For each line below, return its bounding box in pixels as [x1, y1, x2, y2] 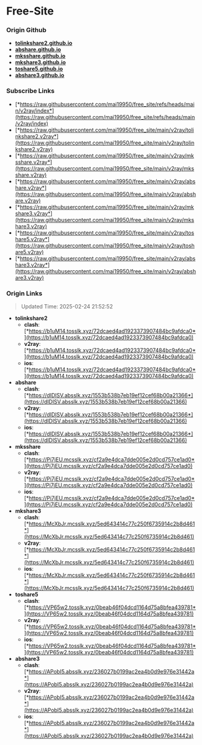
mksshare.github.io [14, 53, 66, 60]
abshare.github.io [14, 46, 62, 53]
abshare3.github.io [14, 71, 65, 79]
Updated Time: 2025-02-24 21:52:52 [21, 303, 113, 310]
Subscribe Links [6, 86, 55, 95]
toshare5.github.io [14, 65, 63, 73]
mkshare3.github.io [14, 59, 66, 66]
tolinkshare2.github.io [14, 39, 72, 47]
